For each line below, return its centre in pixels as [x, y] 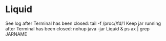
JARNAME [16, 34]
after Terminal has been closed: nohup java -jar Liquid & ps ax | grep [78, 28]
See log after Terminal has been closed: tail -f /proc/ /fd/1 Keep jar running [83, 23]
